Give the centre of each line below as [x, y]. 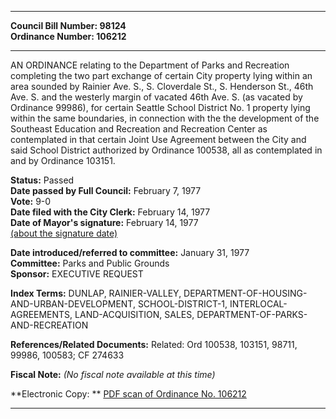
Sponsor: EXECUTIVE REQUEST [77, 274]
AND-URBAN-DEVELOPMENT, [73, 304]
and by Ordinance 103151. [63, 160]
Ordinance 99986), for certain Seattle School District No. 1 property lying [160, 107]
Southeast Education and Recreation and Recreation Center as [139, 129]
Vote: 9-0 [31, 201]
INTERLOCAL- [258, 304]
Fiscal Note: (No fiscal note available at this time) [113, 374]
